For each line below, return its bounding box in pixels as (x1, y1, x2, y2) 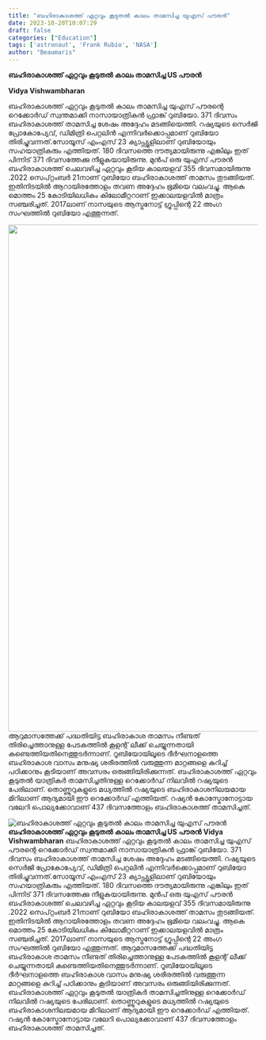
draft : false (8, 26, 51, 34)
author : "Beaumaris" (8, 48, 77, 56)
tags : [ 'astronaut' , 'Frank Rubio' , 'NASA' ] (8, 41, 158, 49)
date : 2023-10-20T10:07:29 (8, 19, 97, 27)
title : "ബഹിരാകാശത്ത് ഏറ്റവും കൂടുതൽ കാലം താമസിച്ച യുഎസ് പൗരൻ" (8, 11, 231, 20)
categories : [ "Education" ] (8, 33, 97, 42)
